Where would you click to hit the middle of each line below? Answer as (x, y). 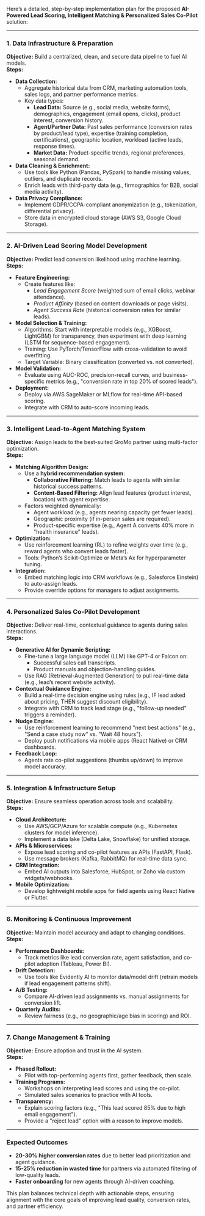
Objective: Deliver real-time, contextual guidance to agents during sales (97, 625)
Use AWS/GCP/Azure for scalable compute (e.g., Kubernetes (101, 826)
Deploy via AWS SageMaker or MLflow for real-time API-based (103, 394)
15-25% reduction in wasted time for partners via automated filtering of (106, 1168)
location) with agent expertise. (72, 499)
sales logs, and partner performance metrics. (81, 95)
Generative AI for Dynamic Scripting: (63, 650)
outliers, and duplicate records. (63, 179)
